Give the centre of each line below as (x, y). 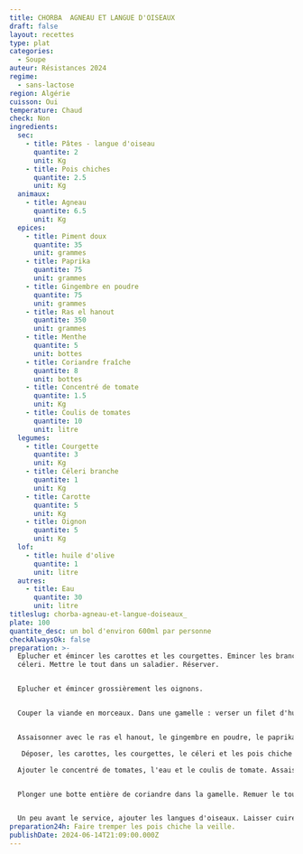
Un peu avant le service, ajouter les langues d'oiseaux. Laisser (145, 819)
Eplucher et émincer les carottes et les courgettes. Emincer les (145, 656)
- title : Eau (50, 589)
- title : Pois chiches (68, 169)
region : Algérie (40, 93)
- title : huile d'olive (70, 555)
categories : (32, 52)
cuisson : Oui (34, 102)
